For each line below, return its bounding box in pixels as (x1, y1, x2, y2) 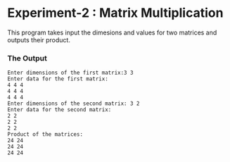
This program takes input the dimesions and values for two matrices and (7, 28, 217, 37)
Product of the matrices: (7, 131, 83, 138)
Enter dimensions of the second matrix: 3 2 (7, 100, 140, 107)
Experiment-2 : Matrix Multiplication (7, 5, 224, 21)
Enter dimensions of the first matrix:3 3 (7, 69, 134, 77)
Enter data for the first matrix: (7, 75, 109, 82)
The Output (7, 53, 47, 63)
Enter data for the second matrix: (7, 106, 112, 113)
